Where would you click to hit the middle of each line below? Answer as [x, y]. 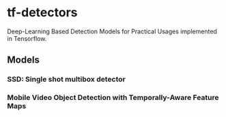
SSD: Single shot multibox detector [66, 80]
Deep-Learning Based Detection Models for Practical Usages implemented [112, 31]
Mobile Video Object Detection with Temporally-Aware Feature [113, 98]
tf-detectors [42, 13]
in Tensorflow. [27, 38]
